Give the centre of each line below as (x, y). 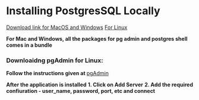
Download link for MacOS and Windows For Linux (67, 27)
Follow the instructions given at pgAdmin (57, 73)
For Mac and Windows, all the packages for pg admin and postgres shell (97, 38)
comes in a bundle (29, 45)
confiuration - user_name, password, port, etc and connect (81, 91)
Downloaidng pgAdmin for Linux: (55, 60)
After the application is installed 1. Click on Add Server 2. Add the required (100, 85)
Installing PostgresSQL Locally (83, 11)
